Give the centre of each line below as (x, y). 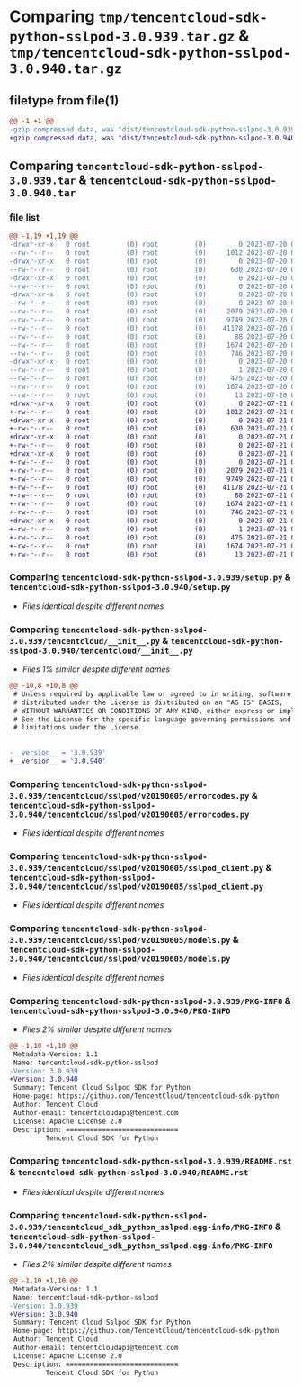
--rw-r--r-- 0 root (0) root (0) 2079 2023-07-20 (148, 312)
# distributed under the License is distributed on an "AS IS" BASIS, (148, 702)
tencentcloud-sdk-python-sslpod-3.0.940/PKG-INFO (120, 1011)
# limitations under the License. (78, 728)
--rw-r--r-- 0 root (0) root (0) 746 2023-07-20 (148, 353)
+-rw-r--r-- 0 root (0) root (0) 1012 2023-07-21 (148, 412)
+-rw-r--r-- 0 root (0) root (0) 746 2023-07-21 (148, 512)
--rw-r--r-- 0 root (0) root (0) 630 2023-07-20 (148, 269)
